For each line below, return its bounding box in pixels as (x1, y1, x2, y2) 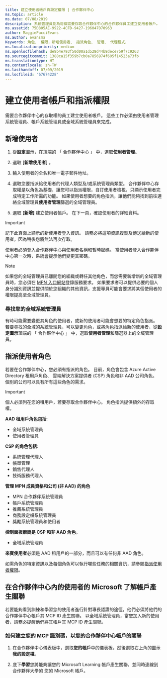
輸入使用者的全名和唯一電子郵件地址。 (12, 170, 91, 176)
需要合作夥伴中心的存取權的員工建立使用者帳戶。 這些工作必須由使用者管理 (5, 112, 159, 118)
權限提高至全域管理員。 (5, 291, 53, 297)
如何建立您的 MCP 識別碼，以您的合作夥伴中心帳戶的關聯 (5, 632, 142, 639)
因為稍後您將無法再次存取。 (18, 236, 75, 242)
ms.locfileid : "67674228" (5, 72, 59, 77)
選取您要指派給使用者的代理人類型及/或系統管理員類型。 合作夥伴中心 (12, 180, 155, 187)
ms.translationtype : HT (5, 58, 55, 63)
